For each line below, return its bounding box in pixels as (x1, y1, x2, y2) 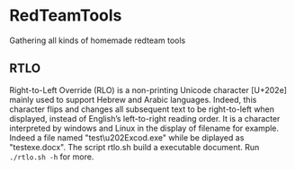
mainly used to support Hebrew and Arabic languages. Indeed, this (9, 94, 257, 105)
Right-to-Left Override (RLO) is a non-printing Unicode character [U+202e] (9, 84, 288, 95)
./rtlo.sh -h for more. (9, 151, 94, 162)
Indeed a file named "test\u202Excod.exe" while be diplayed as (9, 132, 245, 143)
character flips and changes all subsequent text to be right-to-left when (9, 104, 275, 115)
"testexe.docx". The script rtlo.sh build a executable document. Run (9, 141, 260, 152)
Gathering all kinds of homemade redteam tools (9, 35, 186, 46)
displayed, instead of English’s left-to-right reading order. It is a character (9, 113, 281, 123)
